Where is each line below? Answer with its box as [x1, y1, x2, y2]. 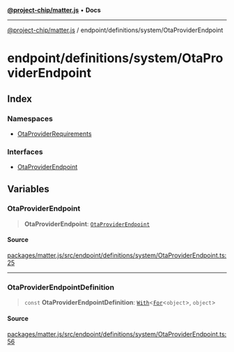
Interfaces [7, 146, 43, 156]
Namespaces [7, 114, 54, 123]
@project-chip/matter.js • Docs [7, 6, 101, 14]
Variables [7, 183, 50, 194]
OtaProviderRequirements [17, 129, 92, 138]
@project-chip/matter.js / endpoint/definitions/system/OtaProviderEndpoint [7, 26, 224, 34]
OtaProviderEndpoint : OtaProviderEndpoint [24, 220, 150, 228]
